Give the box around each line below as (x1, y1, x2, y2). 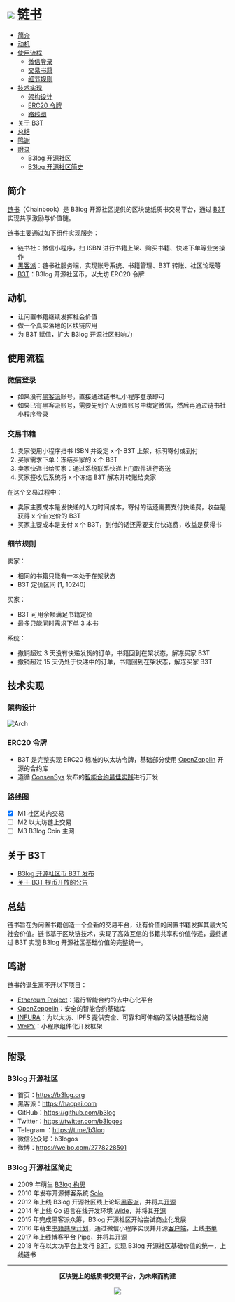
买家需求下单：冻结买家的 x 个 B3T (17, 455, 118, 464)
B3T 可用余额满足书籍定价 (17, 610, 93, 618)
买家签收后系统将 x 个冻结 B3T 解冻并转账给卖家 (17, 473, 157, 481)
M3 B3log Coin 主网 (17, 827, 75, 835)
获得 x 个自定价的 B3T (17, 511, 82, 520)
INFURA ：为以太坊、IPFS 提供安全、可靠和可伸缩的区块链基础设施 (17, 1013, 208, 1021)
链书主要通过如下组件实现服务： (7, 229, 99, 237)
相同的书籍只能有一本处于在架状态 (17, 571, 116, 579)
